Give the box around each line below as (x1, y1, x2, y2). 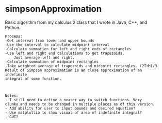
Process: (5, 34, 23, 39)
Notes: (5, 93, 18, 98)
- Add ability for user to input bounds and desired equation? (5, 106, 136, 111)
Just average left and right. (14, 55, 75, 60)
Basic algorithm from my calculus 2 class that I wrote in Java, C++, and (5, 19, 147, 25)
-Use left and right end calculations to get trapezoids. (5, 51, 125, 56)
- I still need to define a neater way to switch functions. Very (5, 97, 142, 102)
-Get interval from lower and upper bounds (5, 38, 95, 43)
